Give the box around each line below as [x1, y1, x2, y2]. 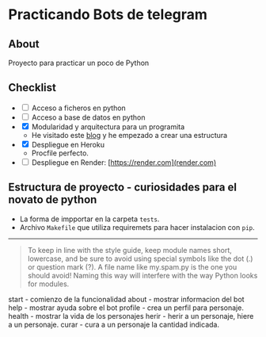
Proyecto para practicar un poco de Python [8, 58, 150, 67]
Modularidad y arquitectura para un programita [31, 121, 185, 132]
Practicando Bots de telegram [8, 6, 208, 24]
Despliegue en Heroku [31, 140, 105, 149]
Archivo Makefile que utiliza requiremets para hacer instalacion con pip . [19, 222, 255, 232]
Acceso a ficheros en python [31, 103, 127, 113]
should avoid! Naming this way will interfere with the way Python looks [27, 270, 258, 280]
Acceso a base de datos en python [31, 113, 146, 122]
